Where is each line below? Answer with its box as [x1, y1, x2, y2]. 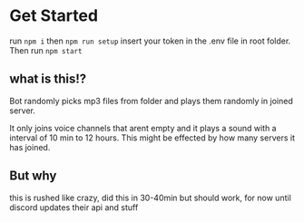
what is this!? [9, 72, 87, 87]
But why [9, 169, 57, 184]
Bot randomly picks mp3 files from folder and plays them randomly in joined [9, 95, 293, 106]
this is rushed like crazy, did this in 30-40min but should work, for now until [9, 192, 292, 203]
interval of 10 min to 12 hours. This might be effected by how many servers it [9, 132, 295, 143]
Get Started [9, 5, 98, 26]
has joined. [9, 141, 51, 152]
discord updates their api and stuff [9, 201, 139, 213]
